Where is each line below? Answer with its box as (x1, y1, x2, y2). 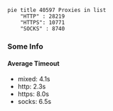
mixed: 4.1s (17, 75, 50, 83)
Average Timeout (7, 59, 60, 67)
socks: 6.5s (17, 98, 52, 106)
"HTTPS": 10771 (20, 19, 65, 26)
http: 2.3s (17, 82, 46, 91)
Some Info (7, 41, 44, 51)
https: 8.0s (17, 90, 50, 98)
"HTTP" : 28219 (20, 13, 65, 20)
